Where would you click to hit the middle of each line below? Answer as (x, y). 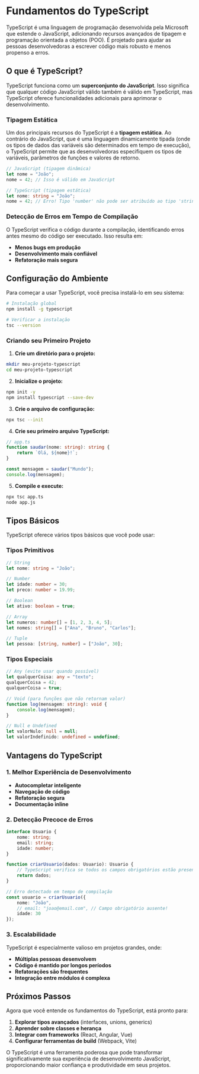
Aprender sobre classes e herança (58, 1028)
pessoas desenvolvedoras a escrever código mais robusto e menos (89, 46)
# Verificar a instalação (38, 320)
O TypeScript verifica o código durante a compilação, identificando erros (95, 229)
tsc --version (24, 325)
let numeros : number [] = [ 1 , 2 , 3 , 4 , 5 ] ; (59, 622)
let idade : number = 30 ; (37, 584)
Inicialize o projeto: (39, 381)
